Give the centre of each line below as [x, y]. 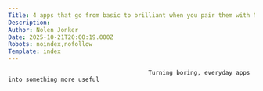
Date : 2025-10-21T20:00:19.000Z [61, 37]
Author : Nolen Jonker [43, 30]
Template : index [34, 51]
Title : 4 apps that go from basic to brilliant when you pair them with [129, 15]
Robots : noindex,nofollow [50, 44]
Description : [29, 23]
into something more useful [54, 79]
